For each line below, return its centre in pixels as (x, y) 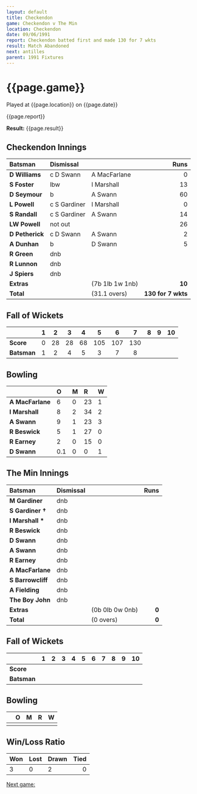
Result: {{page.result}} (35, 128)
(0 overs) (104, 619)
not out (60, 225)
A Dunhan (24, 244)
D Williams (25, 175)
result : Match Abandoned (38, 46)
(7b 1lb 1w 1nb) (115, 284)
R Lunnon (23, 264)
